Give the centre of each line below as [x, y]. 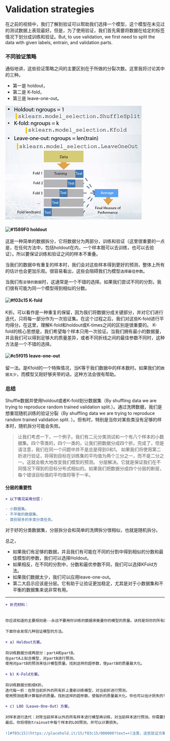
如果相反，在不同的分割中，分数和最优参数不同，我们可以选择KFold [83, 564]
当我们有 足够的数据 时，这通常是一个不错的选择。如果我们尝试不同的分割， [81, 282]
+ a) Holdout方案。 [25, 642]
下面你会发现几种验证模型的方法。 [35, 632]
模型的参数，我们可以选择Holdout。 [54, 558]
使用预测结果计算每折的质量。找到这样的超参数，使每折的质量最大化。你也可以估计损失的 [84, 696]
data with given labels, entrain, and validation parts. [59, 42]
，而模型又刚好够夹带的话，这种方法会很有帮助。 [68, 374]
